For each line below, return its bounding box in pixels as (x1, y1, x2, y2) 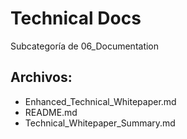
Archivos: (10, 69, 73, 86)
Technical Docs (10, 7, 142, 30)
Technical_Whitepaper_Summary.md (24, 117, 176, 129)
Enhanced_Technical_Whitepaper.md (24, 95, 177, 107)
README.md (24, 106, 78, 118)
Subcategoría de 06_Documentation (10, 40, 160, 52)
